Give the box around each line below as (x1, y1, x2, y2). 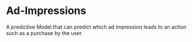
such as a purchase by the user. (6, 29, 83, 36)
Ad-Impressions (6, 4, 87, 17)
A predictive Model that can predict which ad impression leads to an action (6, 23, 187, 30)
